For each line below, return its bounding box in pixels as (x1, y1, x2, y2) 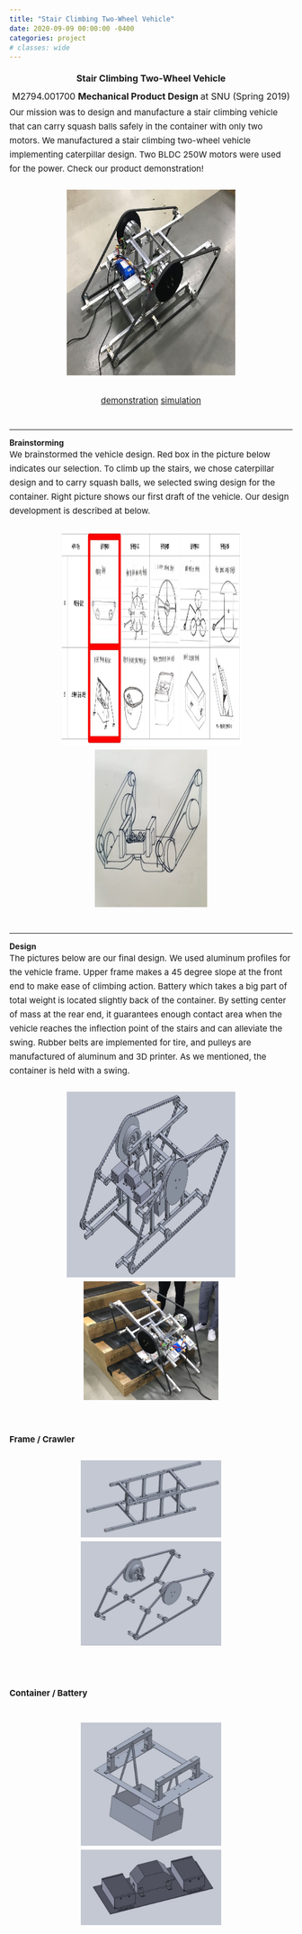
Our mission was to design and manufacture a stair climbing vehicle (9, 106, 279, 119)
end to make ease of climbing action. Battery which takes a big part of (9, 981, 288, 992)
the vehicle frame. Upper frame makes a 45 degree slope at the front (9, 966, 283, 979)
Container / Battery (9, 1687, 88, 1699)
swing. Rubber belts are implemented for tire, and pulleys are (9, 1036, 252, 1049)
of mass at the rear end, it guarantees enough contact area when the (9, 1008, 283, 1021)
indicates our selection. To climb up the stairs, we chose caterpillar (9, 463, 275, 474)
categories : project (9, 33, 87, 42)
